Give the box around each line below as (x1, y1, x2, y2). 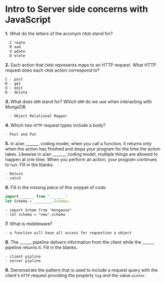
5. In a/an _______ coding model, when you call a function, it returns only (5, 140, 152, 146)
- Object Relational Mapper (9, 113, 68, 118)
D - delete (5, 90, 28, 95)
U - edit (5, 86, 23, 91)
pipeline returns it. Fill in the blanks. (5, 244, 78, 250)
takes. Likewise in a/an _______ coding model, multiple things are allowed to (5, 151, 158, 157)
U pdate (9, 49, 26, 54)
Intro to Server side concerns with (5, 3, 148, 15)
